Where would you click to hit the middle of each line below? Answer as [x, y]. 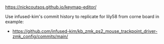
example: [14, 22]
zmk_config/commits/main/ [40, 36]
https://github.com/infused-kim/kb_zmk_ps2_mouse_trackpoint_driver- [85, 31]
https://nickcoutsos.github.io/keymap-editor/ [51, 7]
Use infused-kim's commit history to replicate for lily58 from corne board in [82, 16]
